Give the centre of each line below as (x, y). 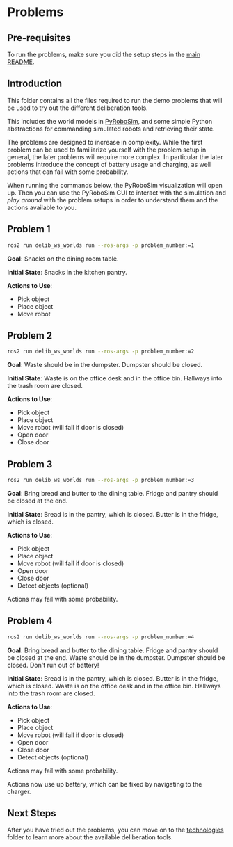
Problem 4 (30, 621)
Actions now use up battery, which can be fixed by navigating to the (105, 784)
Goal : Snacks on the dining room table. (63, 259)
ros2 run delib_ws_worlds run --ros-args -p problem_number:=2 (101, 352)
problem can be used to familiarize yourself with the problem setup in (107, 150)
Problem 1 (29, 229)
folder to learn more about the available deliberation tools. (90, 837)
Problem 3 (30, 464)
